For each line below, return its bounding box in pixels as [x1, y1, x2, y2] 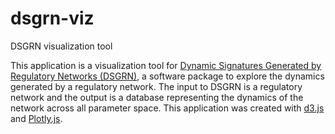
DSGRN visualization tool [10, 40, 113, 52]
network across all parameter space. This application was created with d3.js [10, 102, 325, 114]
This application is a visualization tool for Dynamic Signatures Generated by [10, 59, 322, 71]
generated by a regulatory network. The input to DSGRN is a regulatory [10, 80, 303, 92]
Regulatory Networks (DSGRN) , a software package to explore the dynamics [10, 70, 325, 82]
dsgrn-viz [10, 7, 95, 30]
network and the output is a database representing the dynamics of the [10, 91, 304, 103]
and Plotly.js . [10, 112, 63, 124]
